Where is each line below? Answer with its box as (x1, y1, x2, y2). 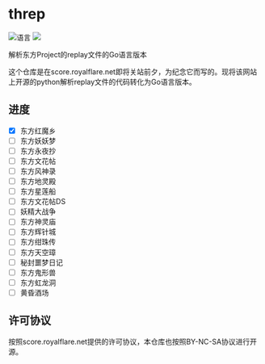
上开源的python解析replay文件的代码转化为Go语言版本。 (8, 77, 196, 86)
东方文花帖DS (19, 197, 66, 207)
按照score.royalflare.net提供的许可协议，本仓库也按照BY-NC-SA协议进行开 (8, 337, 257, 346)
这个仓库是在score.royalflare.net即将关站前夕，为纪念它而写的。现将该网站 (8, 66, 257, 77)
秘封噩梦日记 (19, 257, 63, 267)
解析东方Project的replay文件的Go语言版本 (8, 49, 148, 59)
